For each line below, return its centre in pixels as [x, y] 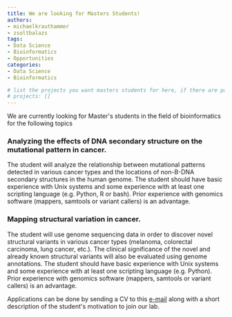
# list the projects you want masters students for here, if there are [112, 90]
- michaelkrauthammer [38, 26]
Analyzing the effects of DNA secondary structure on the [105, 141]
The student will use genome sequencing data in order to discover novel [110, 234]
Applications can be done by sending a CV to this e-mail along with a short [113, 299]
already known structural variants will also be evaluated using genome [107, 256]
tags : [15, 39]
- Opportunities [30, 59]
